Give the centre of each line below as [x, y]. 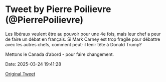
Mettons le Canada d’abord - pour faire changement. [60, 54]
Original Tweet [20, 73]
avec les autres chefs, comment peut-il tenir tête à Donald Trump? [73, 44]
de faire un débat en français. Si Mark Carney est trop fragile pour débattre [83, 39]
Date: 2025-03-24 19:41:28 [33, 64]
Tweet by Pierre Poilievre [58, 9]
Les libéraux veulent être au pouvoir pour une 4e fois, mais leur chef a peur [83, 34]
